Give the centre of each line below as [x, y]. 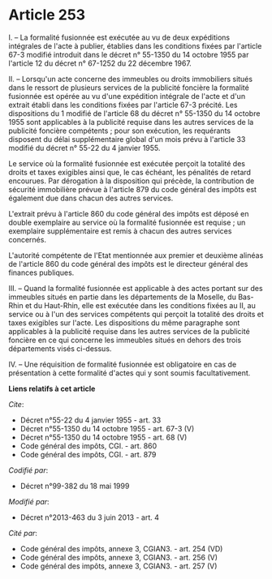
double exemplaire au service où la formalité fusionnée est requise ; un [127, 222]
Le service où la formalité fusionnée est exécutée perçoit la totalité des [127, 163]
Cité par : [23, 533]
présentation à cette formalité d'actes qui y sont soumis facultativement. [130, 373]
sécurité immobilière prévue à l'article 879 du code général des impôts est [133, 189]
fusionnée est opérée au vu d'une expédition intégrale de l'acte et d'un [127, 96]
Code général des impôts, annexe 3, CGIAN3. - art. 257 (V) [119, 566]
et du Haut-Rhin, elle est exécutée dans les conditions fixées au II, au [140, 305]
